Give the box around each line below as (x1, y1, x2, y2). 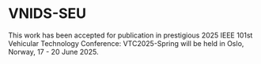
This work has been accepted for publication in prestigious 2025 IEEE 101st (8, 30, 253, 40)
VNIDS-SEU (8, 5, 87, 23)
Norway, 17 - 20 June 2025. (8, 47, 99, 56)
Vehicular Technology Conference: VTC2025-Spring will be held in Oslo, (8, 38, 244, 48)
